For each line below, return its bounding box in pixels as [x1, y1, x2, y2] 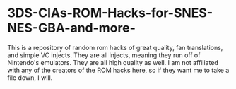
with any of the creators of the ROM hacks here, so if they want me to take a [7, 66, 230, 74]
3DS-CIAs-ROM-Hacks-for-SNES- [7, 5, 213, 21]
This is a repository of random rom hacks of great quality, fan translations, [7, 43, 223, 52]
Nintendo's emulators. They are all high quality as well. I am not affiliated [7, 58, 219, 66]
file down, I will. [7, 73, 53, 82]
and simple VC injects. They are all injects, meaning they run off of [7, 51, 201, 59]
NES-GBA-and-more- [7, 20, 136, 36]
